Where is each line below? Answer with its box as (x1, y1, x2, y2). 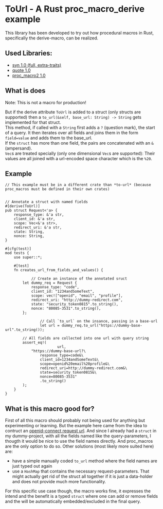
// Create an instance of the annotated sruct (31, 276, 127, 281)
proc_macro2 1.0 (12, 72, 46, 78)
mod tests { (5, 251, 29, 256)
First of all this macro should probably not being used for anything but (5, 417, 145, 423)
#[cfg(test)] (5, 246, 32, 251)
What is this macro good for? (5, 404, 95, 413)
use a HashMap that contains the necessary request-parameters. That (12, 469, 149, 474)
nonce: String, (14, 234, 45, 239)
